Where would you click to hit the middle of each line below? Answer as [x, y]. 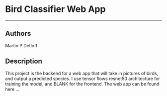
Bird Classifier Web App [55, 9]
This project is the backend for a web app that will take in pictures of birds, [82, 73]
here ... [12, 89]
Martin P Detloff [21, 45]
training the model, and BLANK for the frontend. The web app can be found [82, 84]
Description [24, 61]
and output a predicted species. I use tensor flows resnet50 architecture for [83, 79]
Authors [18, 34]
